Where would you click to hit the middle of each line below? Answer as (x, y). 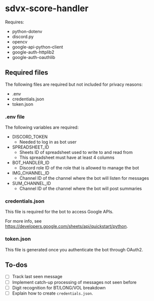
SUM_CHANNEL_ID (31, 184)
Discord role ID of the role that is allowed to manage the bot (79, 168)
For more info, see (23, 221)
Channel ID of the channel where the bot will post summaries (81, 188)
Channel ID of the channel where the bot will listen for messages (84, 178)
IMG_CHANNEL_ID (31, 173)
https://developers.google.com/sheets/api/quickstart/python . (67, 226)
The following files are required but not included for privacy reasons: (74, 84)
